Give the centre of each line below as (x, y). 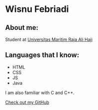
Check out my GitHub (27, 102)
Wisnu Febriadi (37, 9)
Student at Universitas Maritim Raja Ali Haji (49, 39)
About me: (22, 28)
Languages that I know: (42, 55)
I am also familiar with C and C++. (40, 93)
